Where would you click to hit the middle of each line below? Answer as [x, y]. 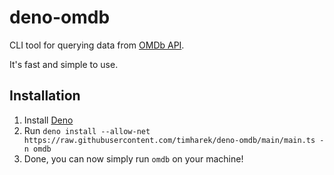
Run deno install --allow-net [87, 130]
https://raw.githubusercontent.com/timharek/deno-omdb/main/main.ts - [174, 140]
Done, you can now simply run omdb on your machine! [133, 158]
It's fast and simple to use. [64, 64]
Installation [45, 96]
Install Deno [48, 120]
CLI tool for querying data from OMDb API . [97, 45]
